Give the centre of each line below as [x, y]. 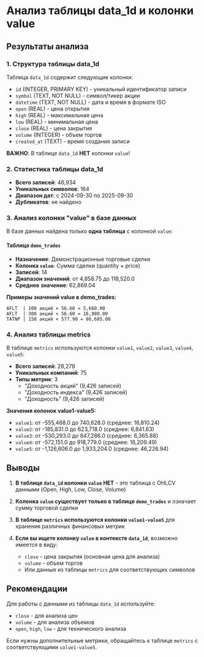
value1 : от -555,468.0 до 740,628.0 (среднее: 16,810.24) [87, 422]
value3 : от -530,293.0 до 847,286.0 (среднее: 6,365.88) [87, 435]
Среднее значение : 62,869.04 [55, 285]
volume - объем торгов [53, 563]
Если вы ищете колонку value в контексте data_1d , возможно [96, 538]
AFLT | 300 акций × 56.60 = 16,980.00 [57, 314]
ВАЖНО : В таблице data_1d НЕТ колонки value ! [68, 153]
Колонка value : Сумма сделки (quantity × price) [78, 265]
